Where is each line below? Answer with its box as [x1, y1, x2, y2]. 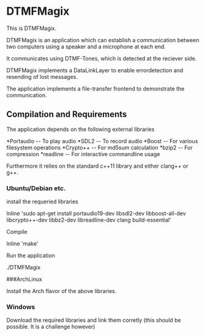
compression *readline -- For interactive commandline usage [6, 150, 160, 157]
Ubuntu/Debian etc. [6, 184, 66, 192]
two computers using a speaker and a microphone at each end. [6, 43, 166, 50]
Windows [6, 302, 35, 311]
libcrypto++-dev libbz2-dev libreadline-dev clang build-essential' [6, 216, 171, 224]
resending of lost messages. [6, 73, 78, 80]
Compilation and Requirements [6, 109, 127, 120]
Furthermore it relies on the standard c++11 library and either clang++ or [6, 162, 188, 170]
